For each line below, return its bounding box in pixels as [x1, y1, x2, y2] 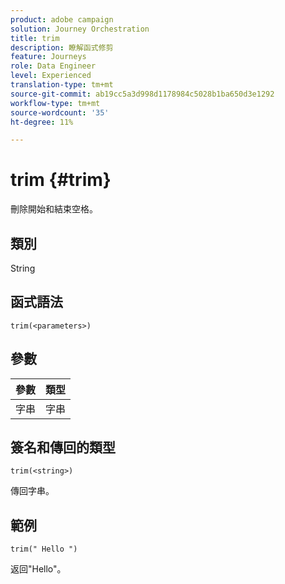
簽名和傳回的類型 [10, 439, 116, 456]
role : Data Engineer [10, 61, 97, 71]
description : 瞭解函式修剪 [10, 42, 114, 53]
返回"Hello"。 [10, 563, 67, 575]
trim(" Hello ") [10, 544, 78, 555]
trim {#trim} [10, 169, 112, 191]
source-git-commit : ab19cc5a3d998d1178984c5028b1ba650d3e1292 [10, 89, 275, 99]
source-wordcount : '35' [10, 107, 110, 118]
